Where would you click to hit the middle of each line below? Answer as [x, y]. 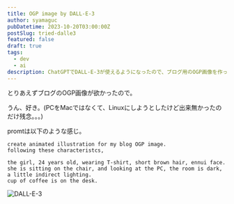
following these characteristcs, [56, 150]
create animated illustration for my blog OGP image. [87, 144]
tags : [15, 53]
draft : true [24, 46]
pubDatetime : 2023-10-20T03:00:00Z [59, 26]
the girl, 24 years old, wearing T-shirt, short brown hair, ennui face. [117, 162]
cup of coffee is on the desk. [53, 181]
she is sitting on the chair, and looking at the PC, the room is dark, [115, 168]
